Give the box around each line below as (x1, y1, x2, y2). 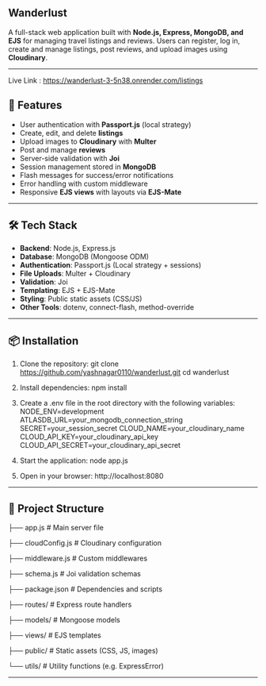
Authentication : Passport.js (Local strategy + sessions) (19, 260, 202, 270)
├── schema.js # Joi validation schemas (8, 569, 141, 579)
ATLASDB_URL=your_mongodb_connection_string (19, 415, 184, 425)
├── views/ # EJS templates (8, 630, 101, 640)
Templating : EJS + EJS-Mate (19, 286, 116, 295)
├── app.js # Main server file (8, 523, 104, 533)
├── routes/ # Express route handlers (8, 599, 132, 610)
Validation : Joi (19, 277, 69, 287)
